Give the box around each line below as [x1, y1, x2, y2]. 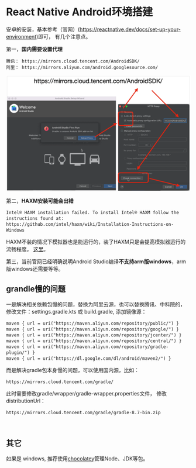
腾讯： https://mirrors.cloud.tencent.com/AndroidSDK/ [6, 58, 140, 64]
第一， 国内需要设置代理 [6, 45, 63, 53]
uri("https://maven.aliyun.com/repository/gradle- [43, 343, 169, 350]
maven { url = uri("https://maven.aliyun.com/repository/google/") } [6, 326, 180, 332]
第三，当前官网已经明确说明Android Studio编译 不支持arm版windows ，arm [6, 258, 186, 265]
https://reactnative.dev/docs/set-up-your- [80, 26, 181, 33]
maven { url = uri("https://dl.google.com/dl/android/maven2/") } [6, 355, 171, 362]
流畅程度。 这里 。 [6, 245, 49, 252]
